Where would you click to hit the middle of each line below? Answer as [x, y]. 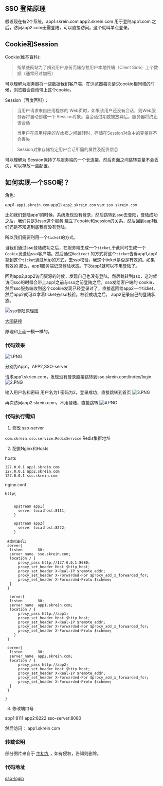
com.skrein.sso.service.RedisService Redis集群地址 [58, 438]
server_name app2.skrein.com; [41, 656]
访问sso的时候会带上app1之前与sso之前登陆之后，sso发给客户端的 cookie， [81, 282]
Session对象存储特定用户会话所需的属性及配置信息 [67, 149]
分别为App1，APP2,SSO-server [36, 366]
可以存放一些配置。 [33, 166]
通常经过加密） [41, 73]
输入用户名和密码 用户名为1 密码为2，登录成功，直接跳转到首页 [68, 392]
